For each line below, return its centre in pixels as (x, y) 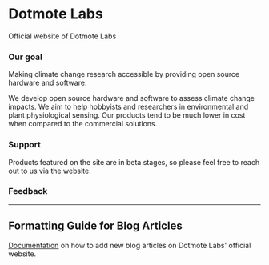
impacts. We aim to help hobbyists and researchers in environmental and (128, 107)
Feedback (28, 191)
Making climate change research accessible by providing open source (124, 74)
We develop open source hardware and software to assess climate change (131, 98)
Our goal (25, 57)
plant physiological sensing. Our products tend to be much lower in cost (127, 115)
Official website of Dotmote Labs (62, 36)
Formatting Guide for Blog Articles (95, 226)
